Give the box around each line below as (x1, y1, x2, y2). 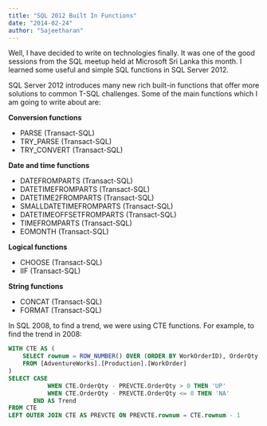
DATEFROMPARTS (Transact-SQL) (19, 176, 133, 186)
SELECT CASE (8, 374, 48, 382)
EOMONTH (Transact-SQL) (19, 227, 109, 236)
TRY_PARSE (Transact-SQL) (19, 137, 112, 147)
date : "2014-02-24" (8, 19, 73, 27)
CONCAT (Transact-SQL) (19, 297, 103, 307)
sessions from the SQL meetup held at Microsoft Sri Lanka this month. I (8, 57, 242, 66)
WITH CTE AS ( (8, 345, 56, 353)
